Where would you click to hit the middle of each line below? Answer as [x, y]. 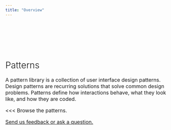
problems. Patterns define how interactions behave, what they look [86, 92]
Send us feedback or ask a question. [49, 122]
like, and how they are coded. [41, 99]
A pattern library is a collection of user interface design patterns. [83, 80]
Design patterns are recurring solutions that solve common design [85, 86]
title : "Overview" [25, 10]
